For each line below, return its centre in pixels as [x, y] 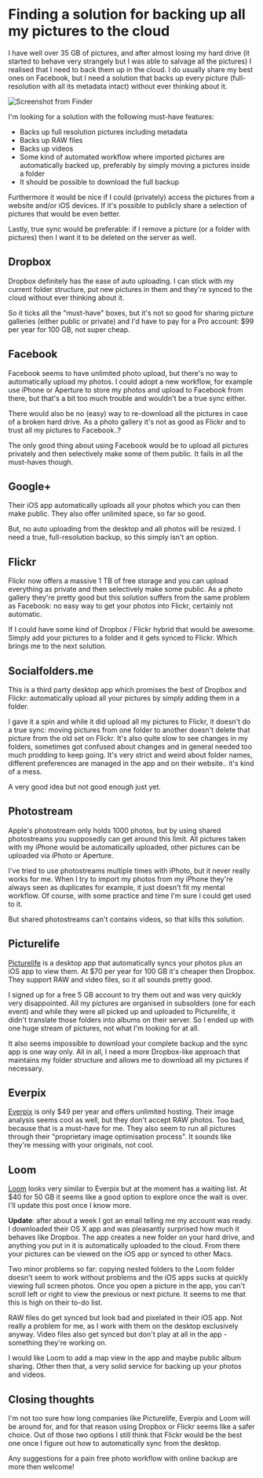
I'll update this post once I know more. [70, 1206]
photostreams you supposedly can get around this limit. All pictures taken [127, 838]
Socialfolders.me [51, 671]
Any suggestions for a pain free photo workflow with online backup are [123, 1458]
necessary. [26, 1068]
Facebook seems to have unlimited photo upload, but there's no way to [123, 373]
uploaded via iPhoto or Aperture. [61, 855]
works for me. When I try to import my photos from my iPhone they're [121, 879]
